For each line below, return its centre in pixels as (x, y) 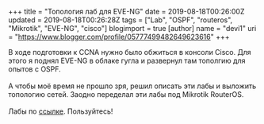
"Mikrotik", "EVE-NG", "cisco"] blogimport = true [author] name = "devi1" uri (132, 28)
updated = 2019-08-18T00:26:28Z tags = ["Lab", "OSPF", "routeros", (121, 20)
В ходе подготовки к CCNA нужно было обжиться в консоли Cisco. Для (130, 52)
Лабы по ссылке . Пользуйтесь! (61, 111)
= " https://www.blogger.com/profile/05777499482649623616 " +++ (119, 37)
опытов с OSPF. (34, 69)
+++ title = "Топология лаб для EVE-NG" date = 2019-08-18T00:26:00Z (126, 12)
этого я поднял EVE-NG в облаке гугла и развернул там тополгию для (127, 60)
